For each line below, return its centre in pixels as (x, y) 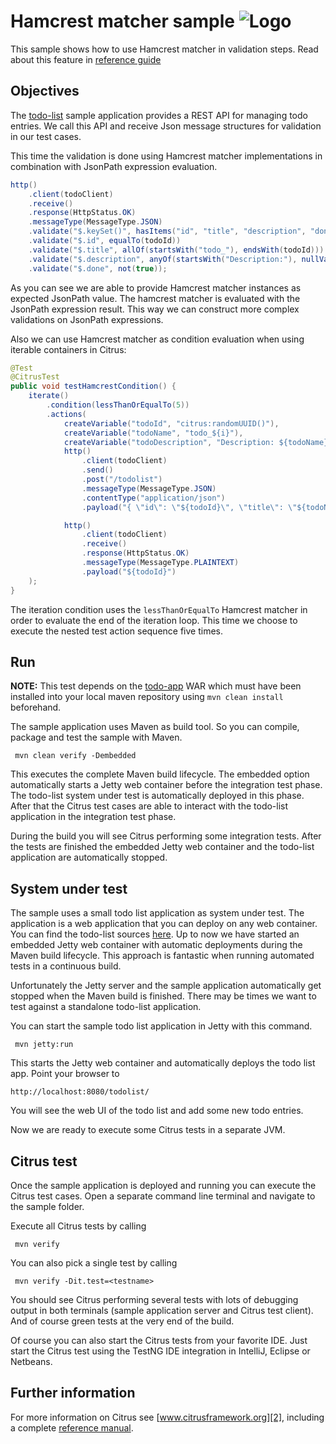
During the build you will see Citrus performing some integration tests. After (166, 836)
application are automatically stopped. (89, 857)
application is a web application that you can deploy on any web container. (164, 924)
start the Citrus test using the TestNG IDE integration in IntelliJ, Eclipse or (160, 1351)
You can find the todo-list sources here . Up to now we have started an (155, 934)
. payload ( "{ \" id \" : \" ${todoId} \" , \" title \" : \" (189, 507)
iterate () (49, 396)
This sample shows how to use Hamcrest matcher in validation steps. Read (164, 49)
